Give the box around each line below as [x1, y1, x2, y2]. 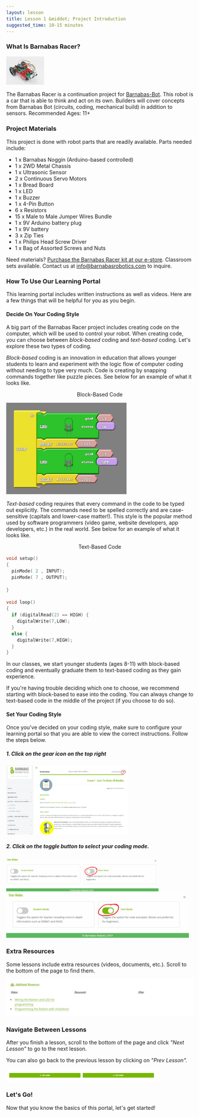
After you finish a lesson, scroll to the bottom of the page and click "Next [6, 1039, 184, 1046]
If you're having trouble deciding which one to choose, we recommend [6, 684, 179, 692]
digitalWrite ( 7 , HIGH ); [17, 637, 73, 643]
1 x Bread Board [14, 181, 54, 188]
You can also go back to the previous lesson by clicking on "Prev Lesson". [6, 1057, 188, 1064]
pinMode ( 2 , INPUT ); [11, 568, 65, 574]
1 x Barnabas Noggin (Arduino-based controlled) [14, 156, 134, 163]
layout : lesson [6, 10, 44, 15]
